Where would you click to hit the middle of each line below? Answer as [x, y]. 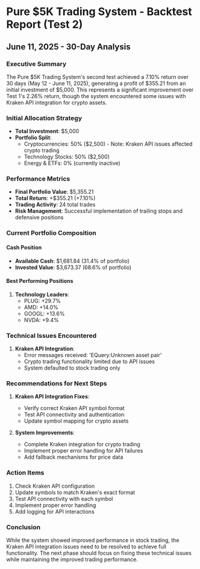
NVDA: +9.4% [41, 320]
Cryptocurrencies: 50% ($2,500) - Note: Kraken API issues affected [108, 144]
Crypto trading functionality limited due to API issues [89, 362]
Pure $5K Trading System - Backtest [99, 12]
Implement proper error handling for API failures [83, 451]
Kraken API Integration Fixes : [52, 397]
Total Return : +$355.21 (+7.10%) [55, 198]
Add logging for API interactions [55, 511]
